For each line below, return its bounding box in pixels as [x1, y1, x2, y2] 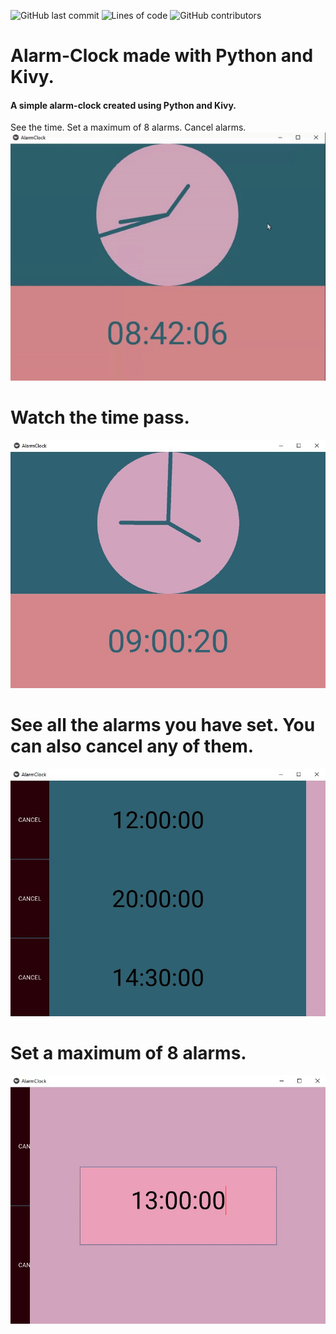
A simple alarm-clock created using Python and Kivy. [10, 99, 237, 111]
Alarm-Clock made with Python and [10, 45, 314, 67]
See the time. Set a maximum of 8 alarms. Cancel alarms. [10, 121, 247, 134]
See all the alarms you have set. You [10, 713, 316, 736]
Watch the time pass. [10, 406, 190, 429]
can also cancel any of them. [10, 735, 255, 757]
